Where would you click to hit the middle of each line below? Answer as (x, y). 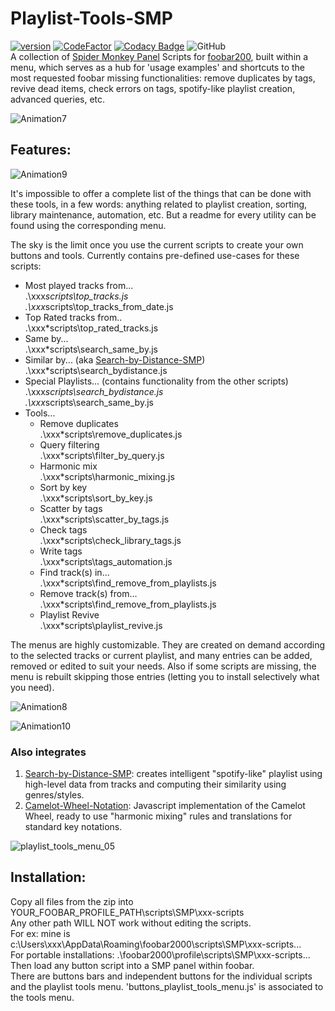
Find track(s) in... (74, 572)
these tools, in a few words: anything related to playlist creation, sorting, (159, 204)
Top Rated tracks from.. (73, 317)
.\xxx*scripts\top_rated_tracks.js (91, 328)
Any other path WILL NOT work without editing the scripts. (131, 923)
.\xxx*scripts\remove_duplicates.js (111, 434)
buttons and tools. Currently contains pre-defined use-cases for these (155, 255)
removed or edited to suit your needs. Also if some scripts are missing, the (163, 666)
